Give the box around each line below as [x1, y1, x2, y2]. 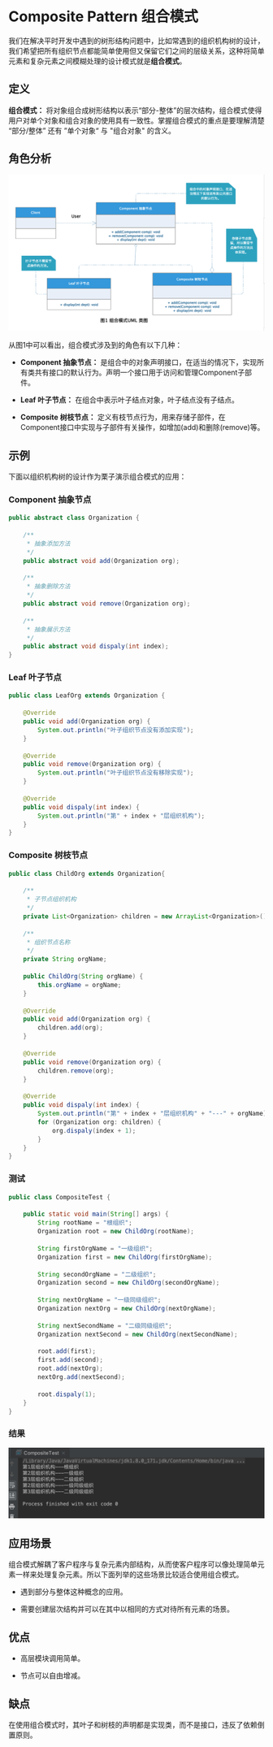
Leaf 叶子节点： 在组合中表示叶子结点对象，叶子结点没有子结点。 [19, 395, 240, 405]
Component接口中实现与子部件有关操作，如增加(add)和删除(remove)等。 [19, 423, 265, 432]
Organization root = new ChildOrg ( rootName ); [37, 1228, 195, 1236]
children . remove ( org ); [37, 1066, 115, 1075]
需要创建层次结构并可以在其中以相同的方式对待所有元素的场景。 [19, 1604, 234, 1614]
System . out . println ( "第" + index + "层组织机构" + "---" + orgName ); [37, 1110, 271, 1118]
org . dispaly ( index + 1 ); [51, 1126, 136, 1134]
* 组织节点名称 [26, 938, 71, 947]
